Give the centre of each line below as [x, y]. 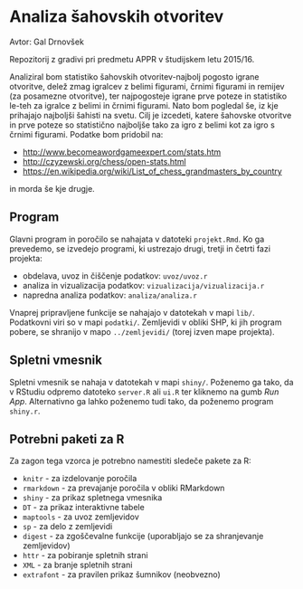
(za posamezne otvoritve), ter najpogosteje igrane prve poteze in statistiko [148, 96]
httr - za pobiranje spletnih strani [85, 556]
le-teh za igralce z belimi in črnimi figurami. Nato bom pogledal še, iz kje [144, 105]
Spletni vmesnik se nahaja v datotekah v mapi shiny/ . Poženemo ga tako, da [151, 382]
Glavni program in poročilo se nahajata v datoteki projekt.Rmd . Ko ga [137, 239]
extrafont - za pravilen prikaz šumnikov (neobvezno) [122, 575]
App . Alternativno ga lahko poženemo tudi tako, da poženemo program [142, 401]
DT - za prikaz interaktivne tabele [83, 508]
